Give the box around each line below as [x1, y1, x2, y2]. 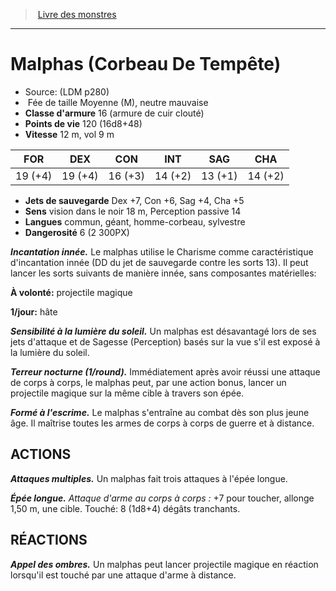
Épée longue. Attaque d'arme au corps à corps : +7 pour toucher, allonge [10, 492, 315, 504]
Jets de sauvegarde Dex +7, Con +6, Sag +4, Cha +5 [24, 194, 245, 206]
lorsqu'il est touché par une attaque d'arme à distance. [10, 569, 237, 581]
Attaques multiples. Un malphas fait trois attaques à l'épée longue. [10, 472, 288, 484]
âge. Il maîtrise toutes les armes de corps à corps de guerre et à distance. [10, 417, 315, 429]
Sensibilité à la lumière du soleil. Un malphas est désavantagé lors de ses [10, 325, 317, 337]
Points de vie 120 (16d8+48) [24, 117, 143, 129]
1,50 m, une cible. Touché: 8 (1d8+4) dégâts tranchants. [10, 502, 241, 514]
